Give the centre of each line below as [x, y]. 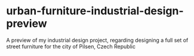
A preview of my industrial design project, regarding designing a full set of [97, 40]
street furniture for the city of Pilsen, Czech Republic [71, 46]
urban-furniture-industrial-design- [95, 11]
